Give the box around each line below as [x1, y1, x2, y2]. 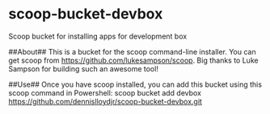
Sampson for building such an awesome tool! [8, 63, 159, 73]
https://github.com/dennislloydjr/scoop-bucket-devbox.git [8, 96, 202, 106]
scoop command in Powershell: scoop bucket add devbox [8, 88, 202, 97]
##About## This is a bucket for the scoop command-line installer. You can [8, 47, 256, 56]
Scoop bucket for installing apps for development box [8, 31, 188, 41]
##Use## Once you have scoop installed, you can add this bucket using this [8, 79, 263, 89]
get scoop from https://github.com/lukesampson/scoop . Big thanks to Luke [8, 55, 259, 65]
